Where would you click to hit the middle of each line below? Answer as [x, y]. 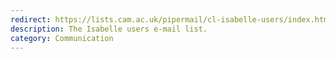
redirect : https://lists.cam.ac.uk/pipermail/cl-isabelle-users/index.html [171, 19]
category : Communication [62, 38]
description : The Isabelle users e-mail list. [109, 29]
